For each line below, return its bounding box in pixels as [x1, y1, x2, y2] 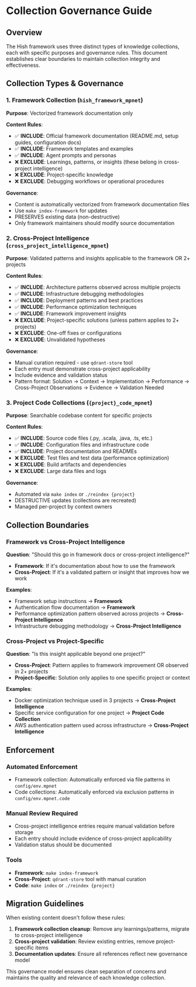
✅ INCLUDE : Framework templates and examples [14, 145, 133, 152]
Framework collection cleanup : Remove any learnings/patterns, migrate [14, 925, 190, 932]
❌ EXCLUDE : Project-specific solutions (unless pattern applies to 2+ [14, 316, 180, 324]
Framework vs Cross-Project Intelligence [6, 537, 125, 546]
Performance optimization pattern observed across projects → [14, 610, 166, 617]
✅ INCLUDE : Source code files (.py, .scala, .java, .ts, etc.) [14, 435, 153, 442]
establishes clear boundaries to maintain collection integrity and [6, 56, 161, 62]
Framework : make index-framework [14, 869, 98, 876]
